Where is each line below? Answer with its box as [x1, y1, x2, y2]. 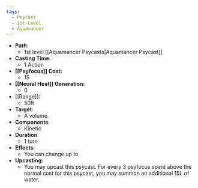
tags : [6, 8, 20, 15]
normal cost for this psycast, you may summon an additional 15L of [23, 169, 190, 177]
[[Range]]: [14, 93, 41, 100]
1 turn [23, 138, 38, 145]
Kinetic [23, 125, 42, 132]
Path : [14, 42, 29, 49]
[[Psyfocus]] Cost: [14, 67, 63, 75]
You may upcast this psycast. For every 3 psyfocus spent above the [23, 163, 192, 171]
